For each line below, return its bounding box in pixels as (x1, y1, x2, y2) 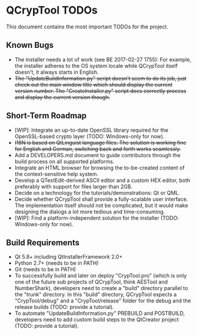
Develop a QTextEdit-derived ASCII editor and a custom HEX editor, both (14, 177, 191, 184)
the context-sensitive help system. (14, 170, 99, 177)
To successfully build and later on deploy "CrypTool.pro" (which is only (14, 272, 187, 279)
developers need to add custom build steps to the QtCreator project (14, 316, 179, 323)
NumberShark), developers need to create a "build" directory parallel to (14, 285, 188, 292)
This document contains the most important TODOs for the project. (6, 23, 169, 30)
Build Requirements (6, 238, 80, 248)
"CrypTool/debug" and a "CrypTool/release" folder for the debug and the (14, 297, 191, 304)
